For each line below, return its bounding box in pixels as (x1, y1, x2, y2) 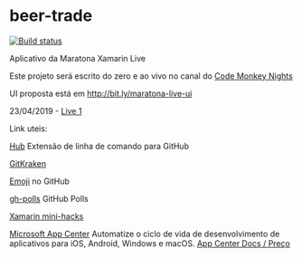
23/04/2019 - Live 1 (9, 105, 82, 116)
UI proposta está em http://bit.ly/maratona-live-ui (9, 88, 193, 99)
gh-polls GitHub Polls (9, 193, 89, 204)
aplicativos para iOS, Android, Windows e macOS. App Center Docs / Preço (9, 237, 291, 249)
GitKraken (9, 158, 47, 168)
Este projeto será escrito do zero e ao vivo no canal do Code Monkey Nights (9, 70, 294, 81)
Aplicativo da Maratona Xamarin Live (9, 53, 146, 63)
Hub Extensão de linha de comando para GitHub (9, 140, 190, 151)
